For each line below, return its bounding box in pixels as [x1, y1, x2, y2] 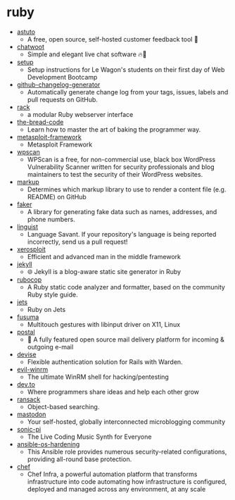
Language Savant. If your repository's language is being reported [27, 230, 217, 238]
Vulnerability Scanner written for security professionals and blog [27, 163, 215, 171]
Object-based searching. [27, 402, 100, 411]
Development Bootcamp [27, 73, 98, 81]
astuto [16, 27, 36, 36]
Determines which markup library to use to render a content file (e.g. [27, 185, 227, 194]
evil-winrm [16, 365, 49, 373]
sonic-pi [16, 425, 42, 433]
